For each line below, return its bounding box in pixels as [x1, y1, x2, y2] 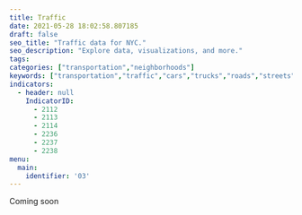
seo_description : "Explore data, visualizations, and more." [9, 47, 244, 56]
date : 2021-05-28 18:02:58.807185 [9, 21, 139, 30]
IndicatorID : [25, 96, 75, 106]
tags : [9, 55, 30, 64]
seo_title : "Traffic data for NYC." [9, 38, 147, 47]
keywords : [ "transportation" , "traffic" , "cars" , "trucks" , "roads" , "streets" [9, 72, 296, 81]
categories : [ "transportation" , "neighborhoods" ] [9, 64, 195, 73]
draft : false [9, 30, 58, 39]
